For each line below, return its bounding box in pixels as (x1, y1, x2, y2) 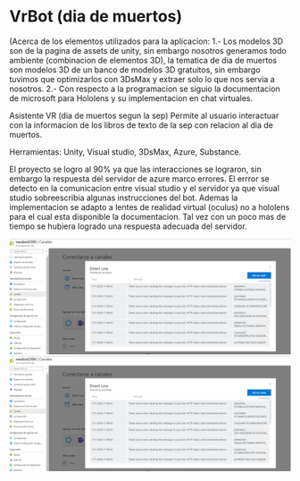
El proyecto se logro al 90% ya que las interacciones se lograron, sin (9, 164, 262, 174)
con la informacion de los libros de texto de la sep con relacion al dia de (9, 119, 274, 131)
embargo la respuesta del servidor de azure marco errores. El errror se (9, 173, 271, 184)
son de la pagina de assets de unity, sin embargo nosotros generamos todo (9, 45, 287, 55)
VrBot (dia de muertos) (9, 6, 183, 27)
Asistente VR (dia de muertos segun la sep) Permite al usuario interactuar (9, 110, 279, 121)
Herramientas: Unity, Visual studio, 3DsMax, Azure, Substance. (9, 146, 242, 157)
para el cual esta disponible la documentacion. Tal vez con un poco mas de (9, 211, 287, 222)
